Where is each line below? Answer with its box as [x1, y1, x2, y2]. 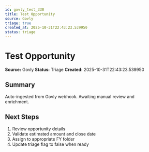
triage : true [5, 20, 31, 26]
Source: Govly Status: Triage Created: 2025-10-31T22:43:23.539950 [5, 67, 145, 72]
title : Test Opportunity [5, 12, 55, 17]
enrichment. [5, 99, 29, 104]
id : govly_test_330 [5, 7, 45, 12]
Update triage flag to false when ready [12, 141, 89, 147]
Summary [5, 81, 35, 89]
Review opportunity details [12, 126, 66, 132]
